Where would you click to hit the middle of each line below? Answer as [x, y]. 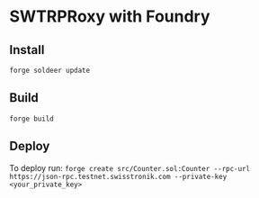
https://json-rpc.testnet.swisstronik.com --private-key [118, 176]
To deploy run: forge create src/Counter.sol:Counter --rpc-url [130, 167]
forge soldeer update [50, 70]
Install [27, 50]
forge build [31, 119]
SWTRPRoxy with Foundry [110, 17]
